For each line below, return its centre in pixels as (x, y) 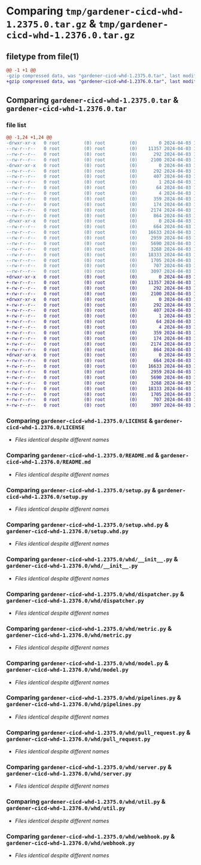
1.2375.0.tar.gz (46, 25)
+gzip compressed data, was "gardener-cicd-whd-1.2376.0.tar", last (93, 81)
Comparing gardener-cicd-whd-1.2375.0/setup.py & (81, 490)
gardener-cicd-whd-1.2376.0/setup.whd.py (67, 532)
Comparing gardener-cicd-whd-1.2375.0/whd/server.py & (89, 767)
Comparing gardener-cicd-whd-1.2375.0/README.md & (83, 456)
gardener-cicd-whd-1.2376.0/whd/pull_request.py (78, 739)
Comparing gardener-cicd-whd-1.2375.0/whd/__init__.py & (92, 559)
